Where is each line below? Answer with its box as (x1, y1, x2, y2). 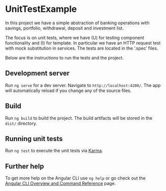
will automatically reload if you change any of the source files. (5, 88, 132, 94)
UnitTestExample (5, 3, 77, 15)
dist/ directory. (5, 120, 37, 126)
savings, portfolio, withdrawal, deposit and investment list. (5, 25, 124, 31)
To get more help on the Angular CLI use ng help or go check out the (5, 175, 146, 181)
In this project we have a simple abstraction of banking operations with (5, 20, 150, 26)
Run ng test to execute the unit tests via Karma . (5, 147, 103, 154)
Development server (5, 69, 70, 78)
